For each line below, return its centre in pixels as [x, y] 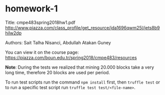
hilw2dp [13, 33]
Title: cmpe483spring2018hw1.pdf [40, 22]
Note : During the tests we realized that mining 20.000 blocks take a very [80, 67]
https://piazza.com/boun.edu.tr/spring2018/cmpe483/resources [71, 57]
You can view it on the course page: [42, 52]
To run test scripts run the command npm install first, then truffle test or [83, 82]
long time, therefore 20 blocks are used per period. [58, 72]
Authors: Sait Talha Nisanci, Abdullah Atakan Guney [58, 42]
